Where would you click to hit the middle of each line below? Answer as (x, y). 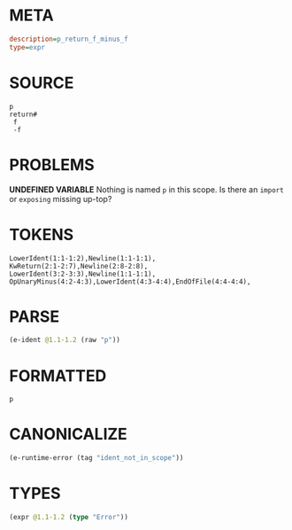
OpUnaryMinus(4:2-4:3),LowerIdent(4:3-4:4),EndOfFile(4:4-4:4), (130, 281)
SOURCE (42, 83)
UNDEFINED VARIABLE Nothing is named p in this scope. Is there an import (147, 189)
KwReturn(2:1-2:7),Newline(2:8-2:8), (79, 266)
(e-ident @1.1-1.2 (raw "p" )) (65, 340)
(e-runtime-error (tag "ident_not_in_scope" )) (96, 458)
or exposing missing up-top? (61, 199)
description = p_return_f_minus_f (69, 39)
